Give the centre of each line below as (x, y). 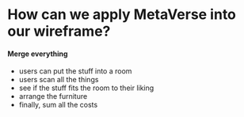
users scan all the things (59, 80)
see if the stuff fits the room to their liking (86, 88)
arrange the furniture (53, 96)
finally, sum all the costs (58, 105)
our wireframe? (59, 31)
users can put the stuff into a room (75, 71)
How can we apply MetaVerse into (122, 15)
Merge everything (38, 54)
